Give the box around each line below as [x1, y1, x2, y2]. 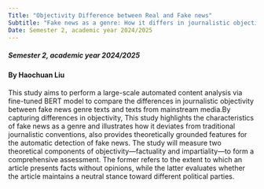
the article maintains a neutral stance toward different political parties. [8, 171, 235, 181]
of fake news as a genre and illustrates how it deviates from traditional [8, 121, 236, 131]
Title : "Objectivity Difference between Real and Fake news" [8, 11, 213, 20]
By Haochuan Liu [8, 70, 65, 80]
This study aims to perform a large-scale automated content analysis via [8, 87, 243, 97]
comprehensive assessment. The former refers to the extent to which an [8, 154, 243, 164]
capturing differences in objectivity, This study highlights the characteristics [8, 113, 254, 122]
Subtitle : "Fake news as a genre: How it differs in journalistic [8, 19, 230, 27]
